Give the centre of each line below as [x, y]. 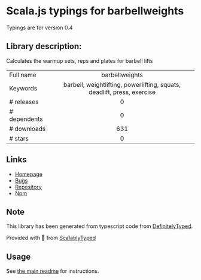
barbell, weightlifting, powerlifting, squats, [122, 84]
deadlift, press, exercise [122, 92]
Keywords [23, 88]
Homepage [29, 174]
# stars [19, 138]
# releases [24, 102]
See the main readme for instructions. [53, 271]
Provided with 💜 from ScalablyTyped [51, 238]
